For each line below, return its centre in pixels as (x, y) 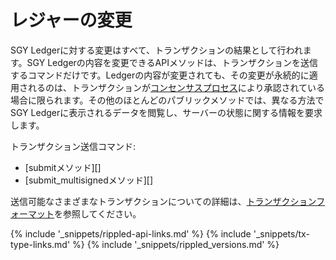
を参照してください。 (98, 213)
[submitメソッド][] (63, 167)
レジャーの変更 (71, 20)
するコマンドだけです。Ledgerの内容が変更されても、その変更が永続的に (160, 75)
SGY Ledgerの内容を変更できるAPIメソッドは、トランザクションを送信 (172, 62)
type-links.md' (40, 244)
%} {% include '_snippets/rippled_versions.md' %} (176, 244)
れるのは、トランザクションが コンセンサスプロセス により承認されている (176, 87)
